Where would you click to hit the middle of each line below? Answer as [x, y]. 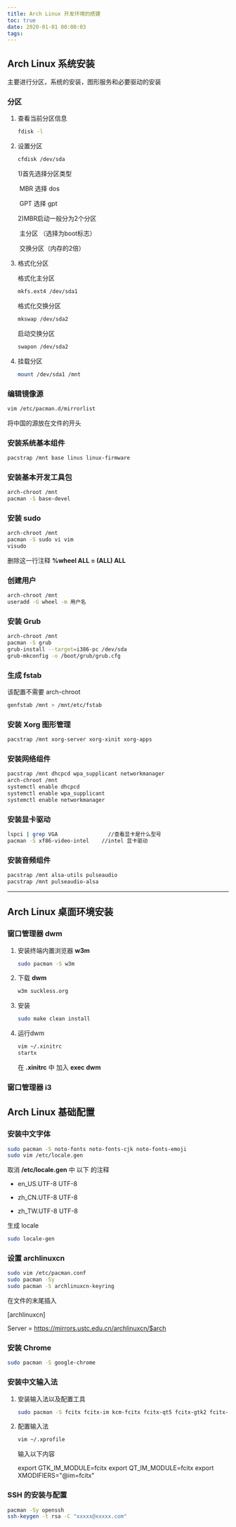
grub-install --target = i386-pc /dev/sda [67, 650]
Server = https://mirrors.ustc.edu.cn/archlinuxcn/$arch [87, 1328]
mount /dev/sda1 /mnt [49, 374]
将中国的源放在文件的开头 [44, 423]
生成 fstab [25, 675]
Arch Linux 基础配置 [51, 1112]
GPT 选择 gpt [38, 204]
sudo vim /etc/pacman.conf [47, 1273]
